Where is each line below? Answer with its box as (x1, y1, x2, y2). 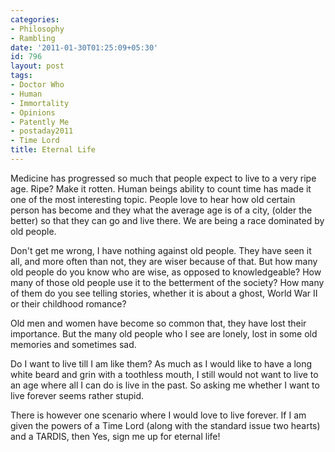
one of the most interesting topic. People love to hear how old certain (10, 193, 296, 205)
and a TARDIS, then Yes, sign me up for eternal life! (10, 430, 221, 442)
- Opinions (10, 107, 56, 118)
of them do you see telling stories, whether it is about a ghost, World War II (10, 287, 318, 299)
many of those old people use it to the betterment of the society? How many (10, 276, 325, 288)
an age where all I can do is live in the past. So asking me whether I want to (10, 379, 320, 391)
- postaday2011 (10, 126, 74, 136)
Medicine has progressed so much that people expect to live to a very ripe (10, 172, 317, 184)
